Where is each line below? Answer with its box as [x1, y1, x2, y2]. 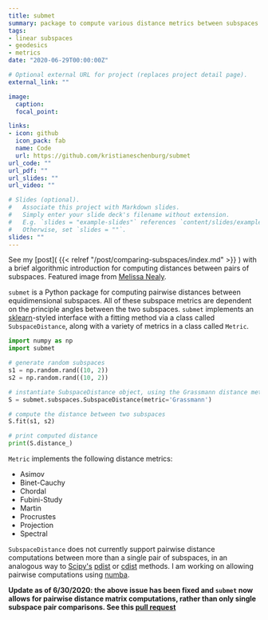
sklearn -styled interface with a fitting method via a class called [8, 313, 215, 322]
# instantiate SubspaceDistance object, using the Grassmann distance [8, 388, 248, 396]
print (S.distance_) [8, 439, 73, 448]
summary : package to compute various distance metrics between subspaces [8, 19, 259, 27]
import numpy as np [8, 337, 73, 345]
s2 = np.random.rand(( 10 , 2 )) [8, 374, 109, 382]
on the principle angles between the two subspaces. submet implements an [8, 305, 254, 314]
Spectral [19, 529, 48, 538]
